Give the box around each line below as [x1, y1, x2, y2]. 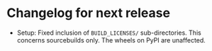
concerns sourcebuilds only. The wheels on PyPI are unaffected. [16, 35, 206, 44]
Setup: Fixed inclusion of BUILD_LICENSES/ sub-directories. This [16, 28, 201, 37]
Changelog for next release [6, 5, 171, 21]
